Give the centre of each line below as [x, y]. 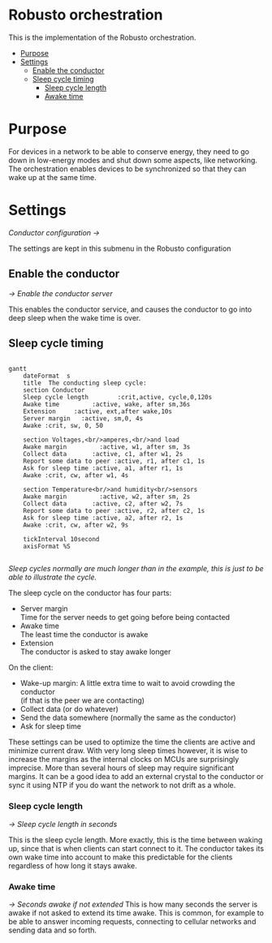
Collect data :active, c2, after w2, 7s [103, 504]
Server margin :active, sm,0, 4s [83, 419]
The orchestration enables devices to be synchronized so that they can [127, 169]
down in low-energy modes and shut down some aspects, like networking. [133, 160]
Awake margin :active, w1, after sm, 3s [107, 447]
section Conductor [54, 390]
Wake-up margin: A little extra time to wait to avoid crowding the [127, 683]
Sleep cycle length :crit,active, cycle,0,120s [118, 398]
